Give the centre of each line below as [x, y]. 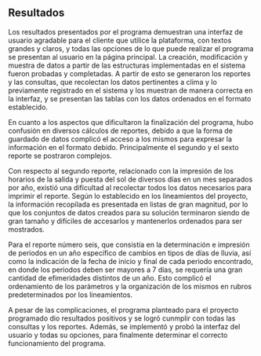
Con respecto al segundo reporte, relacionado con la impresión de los [121, 171]
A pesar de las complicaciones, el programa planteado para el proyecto [123, 310]
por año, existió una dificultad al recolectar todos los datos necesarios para [130, 187]
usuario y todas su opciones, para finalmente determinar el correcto [118, 335]
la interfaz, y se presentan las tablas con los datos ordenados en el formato [130, 98]
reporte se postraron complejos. [60, 156]
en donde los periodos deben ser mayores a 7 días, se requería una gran [125, 270]
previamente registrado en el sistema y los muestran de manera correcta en [130, 90]
